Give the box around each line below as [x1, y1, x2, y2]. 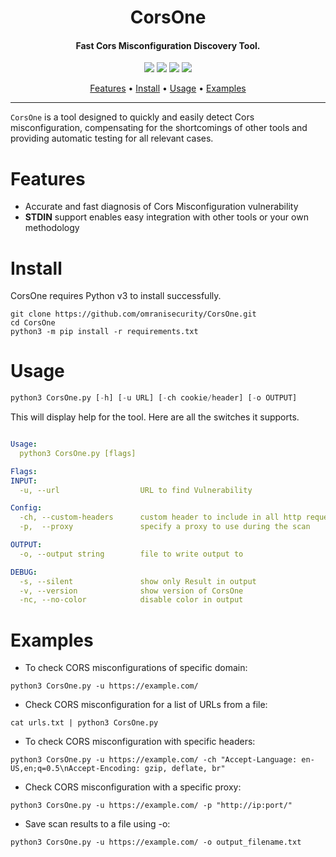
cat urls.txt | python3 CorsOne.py [10, 718, 159, 728]
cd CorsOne [10, 318, 56, 328]
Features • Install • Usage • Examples [89, 82, 247, 95]
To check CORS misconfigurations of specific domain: [24, 662, 248, 674]
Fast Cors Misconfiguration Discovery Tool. [75, 39, 261, 51]
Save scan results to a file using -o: [24, 818, 171, 830]
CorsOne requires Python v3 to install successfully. [10, 290, 222, 302]
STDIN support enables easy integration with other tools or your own [24, 211, 309, 223]
